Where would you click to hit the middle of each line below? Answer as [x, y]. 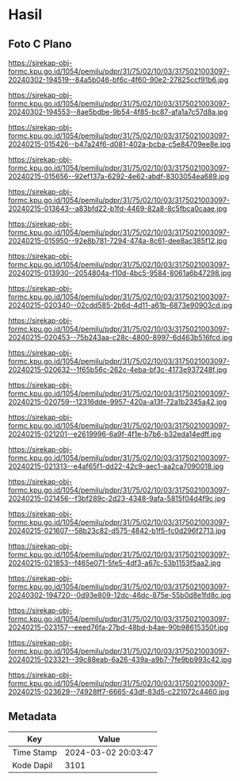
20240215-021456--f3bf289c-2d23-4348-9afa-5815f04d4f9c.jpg [117, 498]
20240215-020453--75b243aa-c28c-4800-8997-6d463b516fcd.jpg [120, 337]
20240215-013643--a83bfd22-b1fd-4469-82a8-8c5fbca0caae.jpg [118, 209]
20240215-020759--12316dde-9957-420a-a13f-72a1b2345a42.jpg [118, 402]
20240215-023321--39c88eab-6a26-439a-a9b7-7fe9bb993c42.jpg [120, 659]
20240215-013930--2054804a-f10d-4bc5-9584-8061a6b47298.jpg [120, 273]
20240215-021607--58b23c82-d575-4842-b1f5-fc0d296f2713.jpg [117, 530]
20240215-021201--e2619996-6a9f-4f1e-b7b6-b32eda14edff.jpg [115, 434]
